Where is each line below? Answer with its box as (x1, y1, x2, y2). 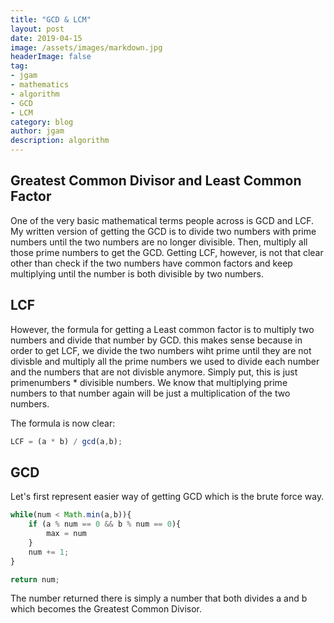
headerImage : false (10, 52, 92, 62)
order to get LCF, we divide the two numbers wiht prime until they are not (10, 344, 312, 356)
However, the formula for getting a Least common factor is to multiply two (10, 323, 315, 335)
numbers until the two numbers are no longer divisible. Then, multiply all (10, 236, 308, 248)
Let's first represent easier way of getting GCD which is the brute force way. (10, 491, 325, 503)
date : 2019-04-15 (10, 33, 83, 43)
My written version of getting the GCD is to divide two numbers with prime (10, 225, 317, 237)
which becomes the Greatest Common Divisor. (10, 603, 203, 615)
